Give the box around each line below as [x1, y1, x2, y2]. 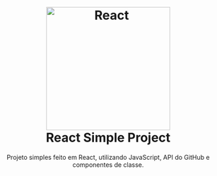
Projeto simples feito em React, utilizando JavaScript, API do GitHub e [6, 153, 210, 161]
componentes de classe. [72, 161, 144, 169]
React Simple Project [45, 130, 171, 146]
